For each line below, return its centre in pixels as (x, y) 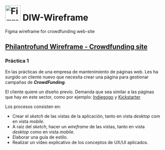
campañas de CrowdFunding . (36, 82)
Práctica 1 (17, 61)
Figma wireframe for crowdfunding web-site (50, 31)
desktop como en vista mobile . (43, 132)
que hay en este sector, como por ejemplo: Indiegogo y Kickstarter (73, 97)
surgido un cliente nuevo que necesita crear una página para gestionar (77, 77)
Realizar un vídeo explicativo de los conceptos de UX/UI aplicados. (80, 142)
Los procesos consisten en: (33, 107)
